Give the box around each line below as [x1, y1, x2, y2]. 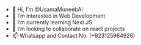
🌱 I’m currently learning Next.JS [12, 19, 93, 26]
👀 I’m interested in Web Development [12, 12, 106, 19]
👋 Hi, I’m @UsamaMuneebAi [12, 6, 84, 13]
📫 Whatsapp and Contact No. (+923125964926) [12, 32, 136, 39]
